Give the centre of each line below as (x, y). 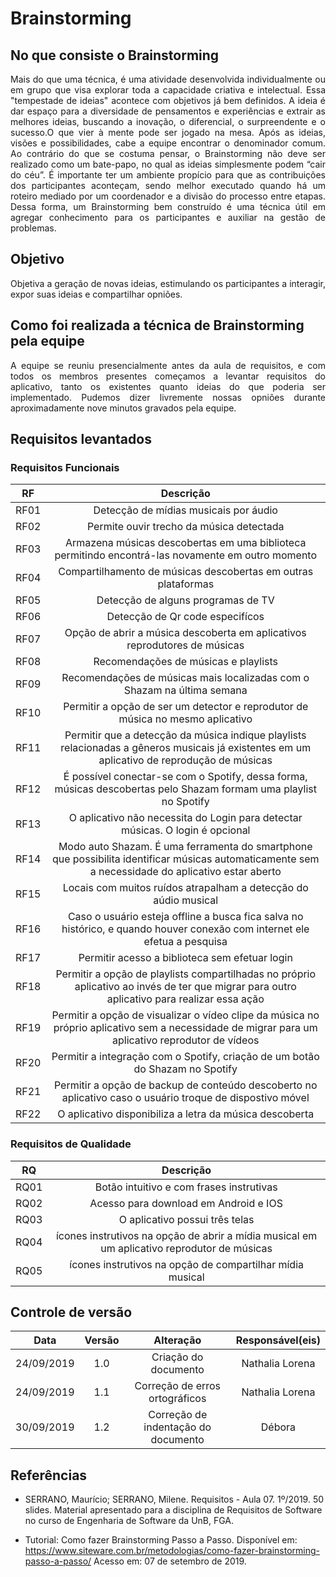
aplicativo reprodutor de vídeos (186, 1040)
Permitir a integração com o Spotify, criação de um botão (185, 1057)
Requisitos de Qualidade (71, 1144)
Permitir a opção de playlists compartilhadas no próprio (186, 974)
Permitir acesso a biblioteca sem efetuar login (185, 958)
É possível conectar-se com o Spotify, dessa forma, (185, 777)
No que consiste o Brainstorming (115, 55)
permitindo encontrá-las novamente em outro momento (185, 555)
